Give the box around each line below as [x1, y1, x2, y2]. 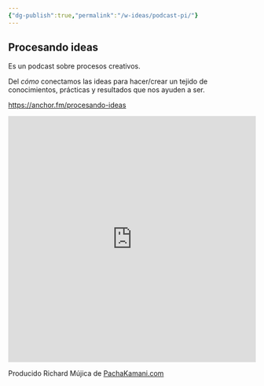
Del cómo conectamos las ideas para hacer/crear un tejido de [8, 76, 208, 87]
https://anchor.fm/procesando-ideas [8, 100, 126, 110]
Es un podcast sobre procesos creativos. [8, 61, 141, 71]
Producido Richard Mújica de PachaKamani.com [8, 369, 164, 378]
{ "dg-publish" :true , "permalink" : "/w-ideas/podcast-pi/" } [8, 11, 199, 20]
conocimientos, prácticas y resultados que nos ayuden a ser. [8, 85, 206, 95]
